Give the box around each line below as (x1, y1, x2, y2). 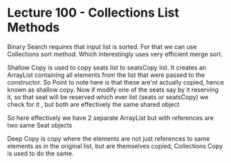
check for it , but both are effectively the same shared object (7, 100, 180, 108)
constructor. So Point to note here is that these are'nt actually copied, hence (7, 78, 225, 86)
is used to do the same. (7, 149, 74, 157)
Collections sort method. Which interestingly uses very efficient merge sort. (7, 50, 223, 58)
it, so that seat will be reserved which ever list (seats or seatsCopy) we (7, 92, 209, 101)
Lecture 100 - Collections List (7, 5, 180, 21)
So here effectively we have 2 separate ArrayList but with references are (7, 113, 214, 122)
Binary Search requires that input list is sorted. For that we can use (7, 42, 197, 51)
